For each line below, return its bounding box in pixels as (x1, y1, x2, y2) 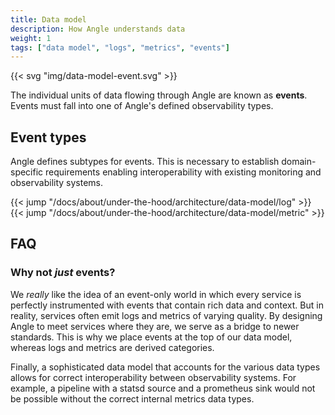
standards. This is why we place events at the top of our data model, (10, 331, 293, 343)
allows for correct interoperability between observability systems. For (10, 371, 297, 383)
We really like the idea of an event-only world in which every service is (10, 288, 302, 300)
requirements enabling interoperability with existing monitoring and (45, 166, 322, 178)
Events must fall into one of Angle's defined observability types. (10, 100, 274, 112)
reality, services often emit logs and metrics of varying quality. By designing (10, 309, 323, 321)
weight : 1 (10, 33, 52, 43)
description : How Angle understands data (10, 24, 186, 34)
